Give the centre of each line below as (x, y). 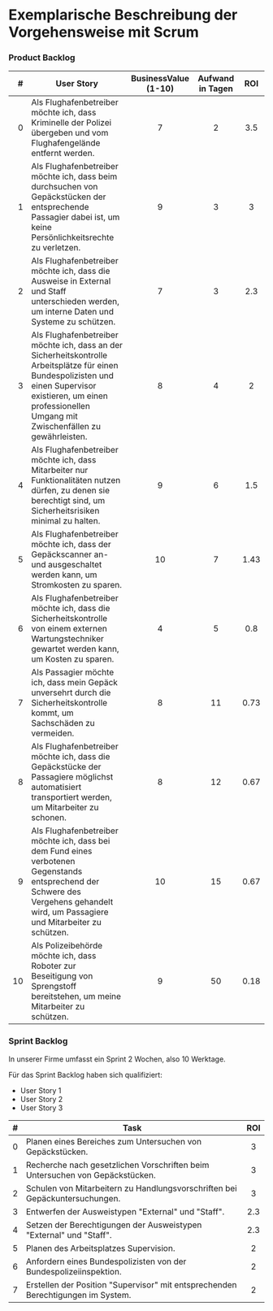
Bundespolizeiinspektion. (74, 1271)
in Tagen (216, 89)
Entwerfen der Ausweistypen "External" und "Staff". (125, 1211)
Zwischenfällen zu (66, 427)
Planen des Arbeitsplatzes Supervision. (100, 1248)
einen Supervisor (64, 386)
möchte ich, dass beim (74, 176)
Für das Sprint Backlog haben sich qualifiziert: (85, 1074)
